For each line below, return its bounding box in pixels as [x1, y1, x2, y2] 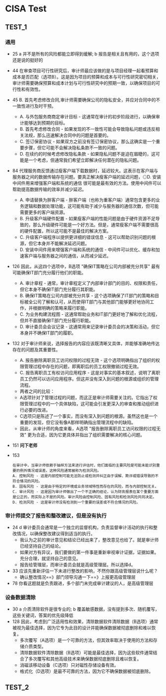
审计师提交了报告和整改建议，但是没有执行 [5, 512, 107, 519]
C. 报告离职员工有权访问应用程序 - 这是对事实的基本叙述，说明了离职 [19, 369, 161, 375]
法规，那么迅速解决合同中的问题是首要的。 [24, 132, 111, 138]
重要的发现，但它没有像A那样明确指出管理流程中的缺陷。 [19, 419, 136, 425]
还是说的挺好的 [12, 57, 43, 63]
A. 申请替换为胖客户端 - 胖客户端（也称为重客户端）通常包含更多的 [19, 197, 156, 203]
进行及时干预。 [25, 103, 56, 109]
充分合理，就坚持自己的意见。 [19, 555, 81, 562]
